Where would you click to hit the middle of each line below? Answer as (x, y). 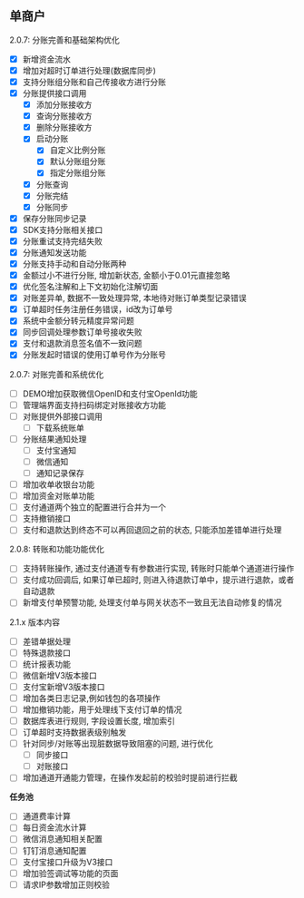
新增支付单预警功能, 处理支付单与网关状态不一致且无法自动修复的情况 (152, 602)
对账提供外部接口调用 (62, 416)
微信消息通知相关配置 (62, 839)
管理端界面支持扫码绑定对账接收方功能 (94, 405)
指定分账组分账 (78, 173)
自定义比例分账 (78, 150)
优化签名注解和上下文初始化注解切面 (90, 287)
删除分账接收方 (64, 127)
